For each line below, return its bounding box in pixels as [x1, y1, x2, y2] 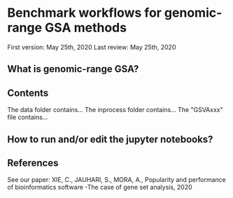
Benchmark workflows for [7, 5, 162, 21]
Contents [7, 87, 49, 99]
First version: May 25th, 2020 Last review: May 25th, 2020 [7, 43, 176, 51]
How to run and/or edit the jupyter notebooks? [7, 133, 213, 145]
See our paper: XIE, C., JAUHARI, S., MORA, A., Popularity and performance [7, 176, 226, 184]
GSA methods [44, 20, 127, 36]
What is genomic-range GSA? [7, 63, 139, 75]
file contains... [7, 113, 48, 122]
